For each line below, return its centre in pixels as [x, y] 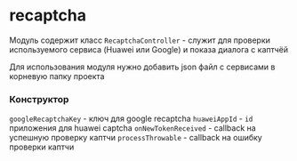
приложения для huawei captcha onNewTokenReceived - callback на [132, 128]
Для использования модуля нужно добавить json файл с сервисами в [142, 67]
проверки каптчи [42, 147]
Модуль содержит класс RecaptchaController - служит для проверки [140, 40]
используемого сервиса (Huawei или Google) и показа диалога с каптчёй [149, 49]
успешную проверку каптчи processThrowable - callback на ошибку [136, 138]
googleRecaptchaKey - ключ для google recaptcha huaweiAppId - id [131, 119]
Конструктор [39, 99]
